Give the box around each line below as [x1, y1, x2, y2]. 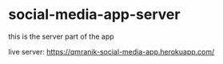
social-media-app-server [8, 6, 181, 24]
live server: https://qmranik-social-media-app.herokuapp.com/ [8, 47, 215, 56]
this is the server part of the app [8, 32, 114, 41]
